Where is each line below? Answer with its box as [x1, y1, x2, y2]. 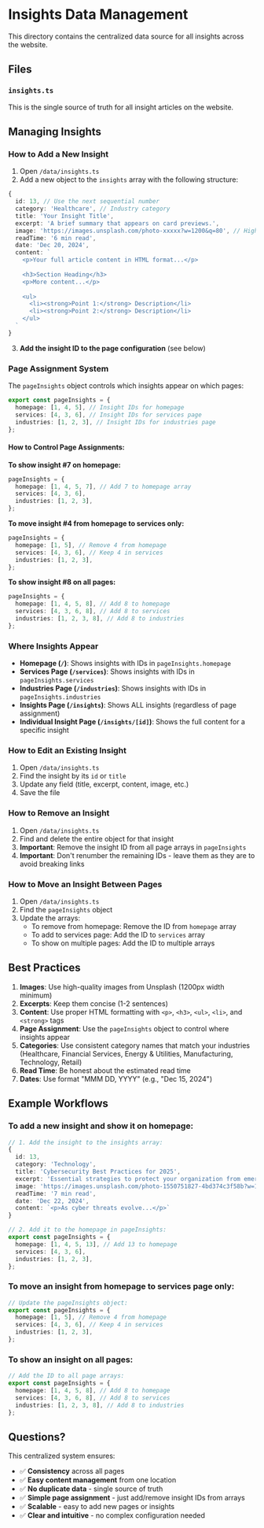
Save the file [19, 788, 60, 797]
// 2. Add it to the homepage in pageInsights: [8, 1226, 167, 1234]
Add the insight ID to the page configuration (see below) [19, 343, 206, 353]
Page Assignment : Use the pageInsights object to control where [19, 1023, 229, 1033]
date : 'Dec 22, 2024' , [15, 1197, 90, 1205]
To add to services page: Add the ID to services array [31, 930, 206, 939]
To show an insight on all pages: [8, 1354, 134, 1365]
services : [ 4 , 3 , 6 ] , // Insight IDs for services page [15, 411, 202, 419]
